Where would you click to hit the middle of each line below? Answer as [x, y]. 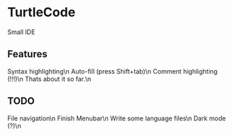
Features [27, 54]
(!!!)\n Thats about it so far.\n [49, 79]
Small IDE [21, 32]
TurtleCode [42, 12]
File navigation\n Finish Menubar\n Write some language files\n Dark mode [116, 118]
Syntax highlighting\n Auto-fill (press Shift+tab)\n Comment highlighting [113, 71]
